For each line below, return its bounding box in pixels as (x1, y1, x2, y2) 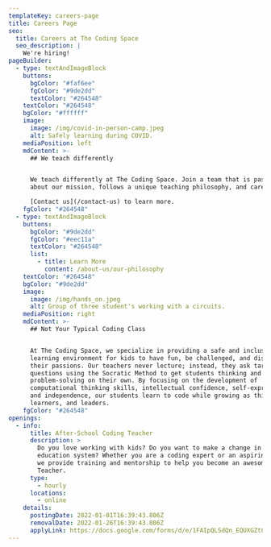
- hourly (37, 481, 67, 490)
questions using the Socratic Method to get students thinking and (29, 369, 262, 377)
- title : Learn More (37, 258, 106, 266)
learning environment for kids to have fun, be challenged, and (29, 354, 251, 363)
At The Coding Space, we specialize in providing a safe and (29, 346, 240, 354)
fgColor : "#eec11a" (29, 235, 95, 243)
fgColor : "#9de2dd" (29, 86, 95, 95)
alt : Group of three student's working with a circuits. (29, 303, 226, 311)
